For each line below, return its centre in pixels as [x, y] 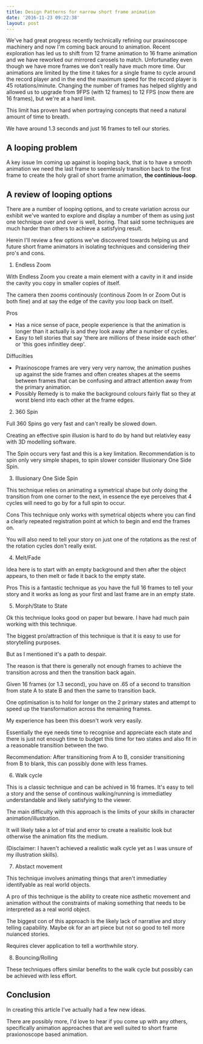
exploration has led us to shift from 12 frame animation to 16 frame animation [102, 53]
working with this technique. [42, 624]
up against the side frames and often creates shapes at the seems [98, 374]
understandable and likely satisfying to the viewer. [69, 800]
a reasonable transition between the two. [57, 745]
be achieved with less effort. [42, 976]
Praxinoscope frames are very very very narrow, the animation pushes [103, 368]
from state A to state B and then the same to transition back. [82, 691]
